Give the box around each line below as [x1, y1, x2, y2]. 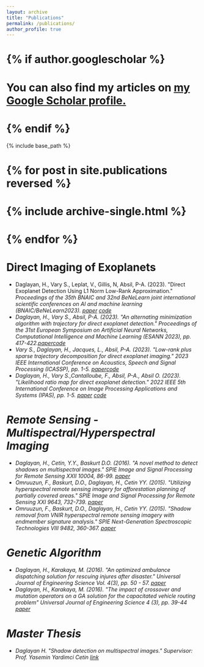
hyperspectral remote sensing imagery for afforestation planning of [15, 486, 186, 492]
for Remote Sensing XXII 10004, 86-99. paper [15, 473, 131, 479]
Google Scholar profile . [6, 93, 126, 107]
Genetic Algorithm [6, 546, 102, 560]
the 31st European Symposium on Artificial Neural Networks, [15, 326, 169, 334]
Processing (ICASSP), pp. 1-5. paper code [15, 365, 119, 373]
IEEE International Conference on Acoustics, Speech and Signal [15, 359, 176, 367]
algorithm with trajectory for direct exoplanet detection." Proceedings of [15, 320, 197, 327]
